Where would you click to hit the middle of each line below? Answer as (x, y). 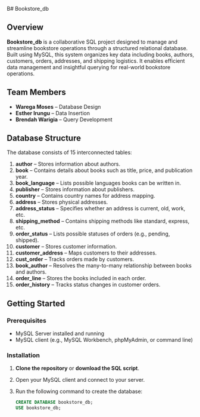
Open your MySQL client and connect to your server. (80, 380)
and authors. (31, 272)
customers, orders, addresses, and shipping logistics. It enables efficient (96, 61)
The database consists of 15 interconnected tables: (70, 152)
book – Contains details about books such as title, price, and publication (104, 170)
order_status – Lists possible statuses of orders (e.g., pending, (93, 234)
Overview (25, 27)
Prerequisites (26, 320)
